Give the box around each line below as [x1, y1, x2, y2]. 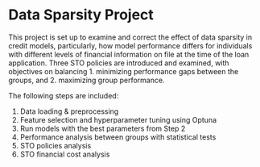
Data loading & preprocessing [19, 106, 119, 116]
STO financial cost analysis [19, 149, 110, 159]
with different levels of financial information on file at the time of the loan [8, 49, 250, 59]
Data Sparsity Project [8, 6, 155, 24]
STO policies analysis [19, 140, 92, 150]
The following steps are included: [8, 90, 119, 100]
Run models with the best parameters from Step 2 [19, 123, 186, 133]
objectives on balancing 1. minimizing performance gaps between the [8, 66, 239, 76]
